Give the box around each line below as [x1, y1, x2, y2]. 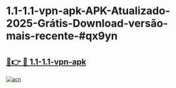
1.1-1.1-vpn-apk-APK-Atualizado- [6, 4, 171, 18]
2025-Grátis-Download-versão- [6, 17, 168, 30]
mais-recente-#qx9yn [6, 30, 118, 43]
